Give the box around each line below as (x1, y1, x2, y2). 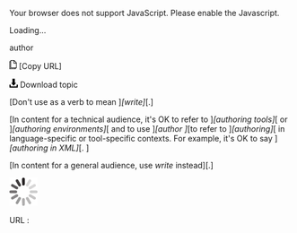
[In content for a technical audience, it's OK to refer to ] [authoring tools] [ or (9, 114, 288, 125)
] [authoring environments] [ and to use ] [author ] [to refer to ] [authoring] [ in (9, 124, 285, 134)
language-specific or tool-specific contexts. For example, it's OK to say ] (9, 134, 278, 143)
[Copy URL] (18, 61, 63, 71)
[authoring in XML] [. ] (9, 142, 90, 153)
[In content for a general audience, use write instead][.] (9, 160, 214, 170)
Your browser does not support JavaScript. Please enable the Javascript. (9, 8, 280, 18)
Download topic (19, 80, 79, 90)
